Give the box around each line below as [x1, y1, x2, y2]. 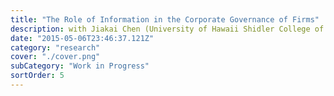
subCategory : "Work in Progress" [10, 61, 150, 71]
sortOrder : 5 [10, 71, 65, 81]
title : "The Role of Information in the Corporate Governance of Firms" [10, 14, 320, 25]
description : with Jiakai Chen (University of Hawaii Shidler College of [10, 24, 325, 34]
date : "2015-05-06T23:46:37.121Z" [10, 33, 155, 43]
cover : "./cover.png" [10, 52, 101, 62]
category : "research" [10, 42, 101, 53]
